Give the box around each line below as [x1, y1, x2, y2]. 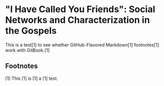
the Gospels [5, 25, 57, 36]
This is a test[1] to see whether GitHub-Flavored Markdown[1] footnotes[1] [5, 41, 159, 48]
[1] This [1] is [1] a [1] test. [5, 75, 58, 81]
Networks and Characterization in [5, 14, 150, 26]
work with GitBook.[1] [5, 47, 50, 53]
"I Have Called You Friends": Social [5, 4, 155, 15]
